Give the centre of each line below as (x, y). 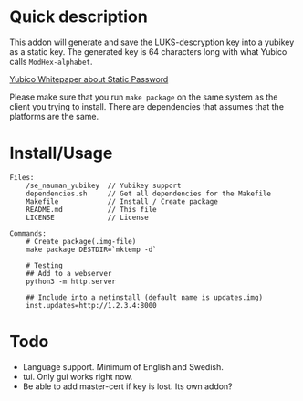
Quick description (78, 17)
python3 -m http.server (71, 281)
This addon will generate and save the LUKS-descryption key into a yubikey (152, 42)
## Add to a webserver (69, 273)
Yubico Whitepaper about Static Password (89, 79)
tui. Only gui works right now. (78, 376)
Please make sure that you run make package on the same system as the (144, 97)
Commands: (28, 233)
